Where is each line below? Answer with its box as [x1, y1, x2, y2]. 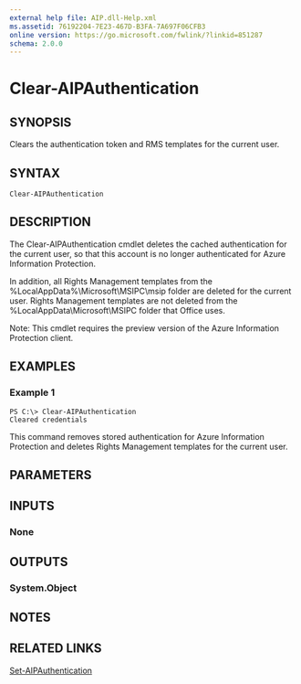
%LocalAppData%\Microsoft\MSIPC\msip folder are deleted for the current [9, 285, 292, 296]
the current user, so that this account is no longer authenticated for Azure [9, 248, 285, 259]
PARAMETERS [9, 467, 92, 483]
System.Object [9, 582, 78, 594]
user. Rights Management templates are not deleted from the [9, 294, 238, 306]
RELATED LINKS [9, 641, 102, 657]
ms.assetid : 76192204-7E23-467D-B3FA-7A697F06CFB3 [9, 22, 206, 31]
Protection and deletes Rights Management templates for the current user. [9, 441, 289, 452]
